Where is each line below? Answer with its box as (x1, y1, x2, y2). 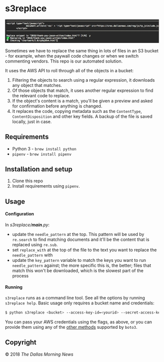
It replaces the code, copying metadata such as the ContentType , (12, 108, 143, 114)
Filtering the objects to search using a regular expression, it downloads (12, 77, 155, 83)
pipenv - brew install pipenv (12, 151, 72, 157)
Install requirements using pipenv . (12, 183, 80, 189)
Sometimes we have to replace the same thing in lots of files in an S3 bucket (5, 47, 159, 54)
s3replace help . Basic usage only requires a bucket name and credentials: (5, 300, 155, 306)
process (12, 273, 29, 278)
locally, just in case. (12, 118, 52, 125)
